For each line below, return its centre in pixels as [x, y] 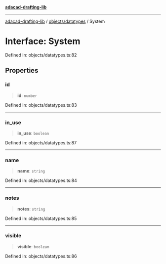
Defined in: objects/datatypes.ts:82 [41, 55]
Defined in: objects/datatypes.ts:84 [41, 180]
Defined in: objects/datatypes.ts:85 [41, 218]
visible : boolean [33, 246]
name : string [31, 171]
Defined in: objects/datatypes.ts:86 [41, 256]
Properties [22, 70]
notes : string [31, 209]
